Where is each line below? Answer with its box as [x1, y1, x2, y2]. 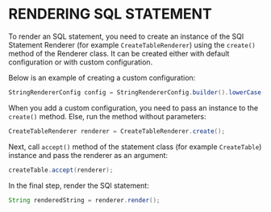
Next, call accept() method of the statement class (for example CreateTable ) [8, 142, 262, 152]
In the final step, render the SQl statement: [8, 181, 149, 190]
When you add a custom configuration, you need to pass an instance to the [8, 102, 259, 113]
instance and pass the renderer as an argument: [8, 150, 168, 160]
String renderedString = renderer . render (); [8, 196, 161, 204]
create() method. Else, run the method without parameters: [8, 111, 206, 121]
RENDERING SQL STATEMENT [8, 5, 212, 23]
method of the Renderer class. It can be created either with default [8, 48, 230, 58]
